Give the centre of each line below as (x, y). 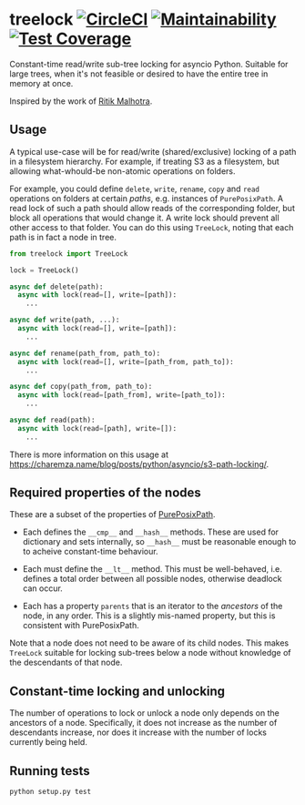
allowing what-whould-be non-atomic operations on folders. (122, 171)
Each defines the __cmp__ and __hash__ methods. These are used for (151, 532)
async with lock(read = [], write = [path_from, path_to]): (126, 362)
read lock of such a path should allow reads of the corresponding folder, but (152, 208)
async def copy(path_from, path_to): (81, 387)
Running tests (50, 771)
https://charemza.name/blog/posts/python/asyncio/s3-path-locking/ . (139, 464)
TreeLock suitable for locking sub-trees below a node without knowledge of (150, 653)
